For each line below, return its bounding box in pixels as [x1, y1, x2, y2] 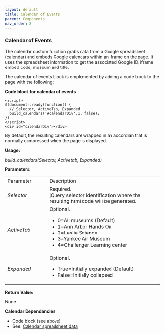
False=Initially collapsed [57, 271, 113, 278]
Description [49, 177, 76, 184]
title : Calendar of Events [5, 12, 60, 17]
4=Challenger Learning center [57, 241, 128, 248]
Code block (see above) [12, 318, 61, 324]
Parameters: [5, 166, 31, 172]
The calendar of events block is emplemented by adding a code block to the [5, 73, 160, 79]
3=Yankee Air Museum [57, 235, 110, 242]
